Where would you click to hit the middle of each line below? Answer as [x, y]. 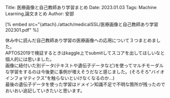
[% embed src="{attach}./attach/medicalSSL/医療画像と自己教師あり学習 [82, 24]
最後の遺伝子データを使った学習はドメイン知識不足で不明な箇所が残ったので [85, 84]
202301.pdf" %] [22, 30]
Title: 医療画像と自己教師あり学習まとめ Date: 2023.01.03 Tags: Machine [81, 7]
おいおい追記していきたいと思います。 [45, 90]
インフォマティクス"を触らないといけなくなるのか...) [60, 78]
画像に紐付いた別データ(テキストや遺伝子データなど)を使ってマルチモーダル [84, 65]
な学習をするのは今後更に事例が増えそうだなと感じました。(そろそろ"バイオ [85, 72]
